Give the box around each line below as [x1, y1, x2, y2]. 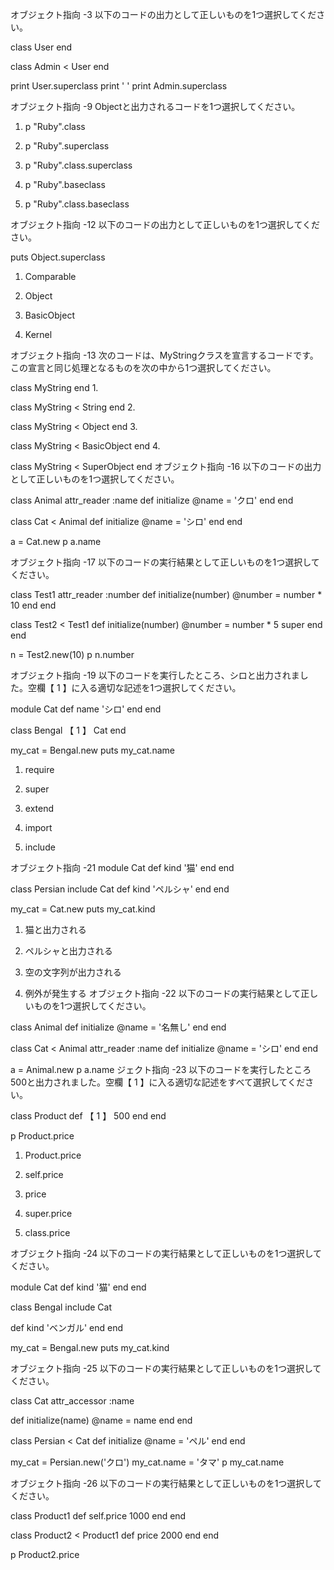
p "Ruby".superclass [24, 140, 110, 152]
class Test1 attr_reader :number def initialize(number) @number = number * [10, 589, 323, 600]
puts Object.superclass [10, 251, 106, 263]
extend [24, 803, 55, 814]
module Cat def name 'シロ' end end [10, 703, 162, 715]
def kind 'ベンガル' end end [10, 1322, 123, 1333]
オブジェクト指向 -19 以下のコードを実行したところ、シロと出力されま [10, 669, 300, 681]
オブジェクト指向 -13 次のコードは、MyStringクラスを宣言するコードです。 [10, 349, 319, 361]
